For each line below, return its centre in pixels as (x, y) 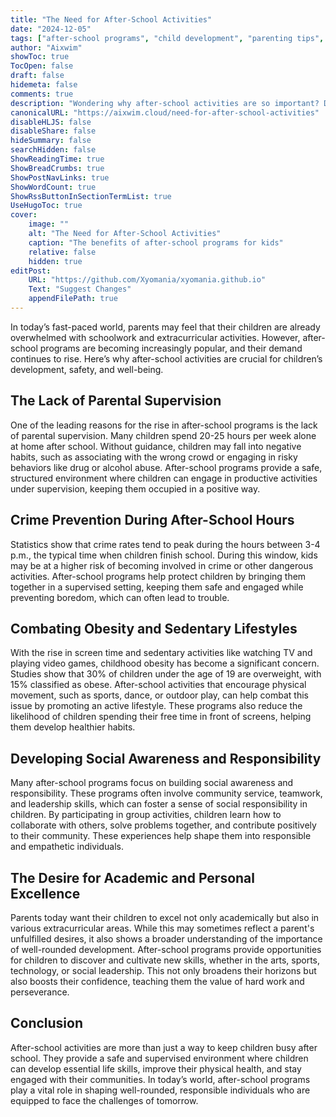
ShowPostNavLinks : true (60, 177)
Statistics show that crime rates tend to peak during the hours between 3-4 (165, 544)
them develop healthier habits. (73, 727)
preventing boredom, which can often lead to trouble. (120, 597)
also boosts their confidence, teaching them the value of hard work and (157, 981)
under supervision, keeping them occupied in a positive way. (135, 488)
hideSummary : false (51, 141)
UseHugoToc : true (46, 206)
